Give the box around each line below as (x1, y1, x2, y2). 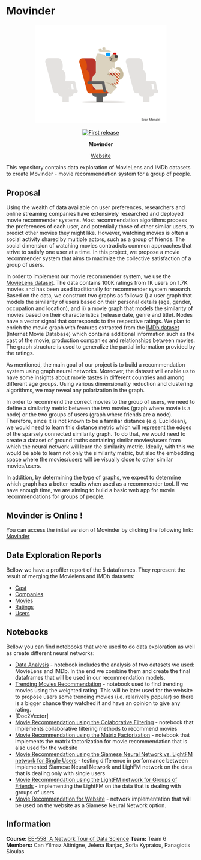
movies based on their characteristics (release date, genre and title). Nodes (6, 311, 193, 319)
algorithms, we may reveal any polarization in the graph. (6, 386, 145, 394)
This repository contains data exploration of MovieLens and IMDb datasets (6, 164, 191, 171)
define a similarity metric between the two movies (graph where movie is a (6, 404, 191, 412)
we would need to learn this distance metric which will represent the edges (6, 424, 192, 431)
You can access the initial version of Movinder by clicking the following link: (6, 526, 193, 534)
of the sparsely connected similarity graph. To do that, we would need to (6, 430, 186, 438)
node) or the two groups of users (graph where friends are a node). (6, 411, 173, 418)
